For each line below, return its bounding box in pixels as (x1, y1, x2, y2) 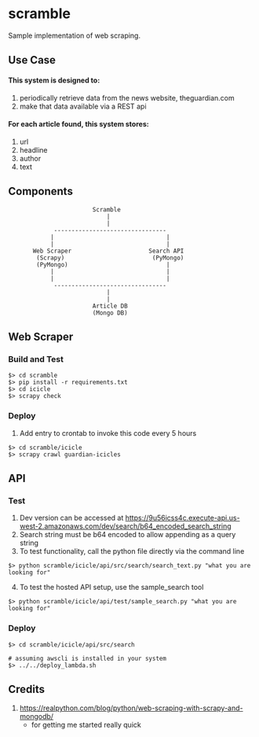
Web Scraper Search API (32, 247, 184, 255)
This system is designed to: (8, 76, 100, 85)
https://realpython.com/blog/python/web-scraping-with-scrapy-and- (19, 703, 243, 713)
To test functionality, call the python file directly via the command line (19, 547, 245, 556)
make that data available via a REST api (19, 101, 147, 111)
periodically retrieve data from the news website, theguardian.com (19, 93, 235, 102)
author (19, 153, 42, 163)
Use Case (8, 53, 57, 67)
